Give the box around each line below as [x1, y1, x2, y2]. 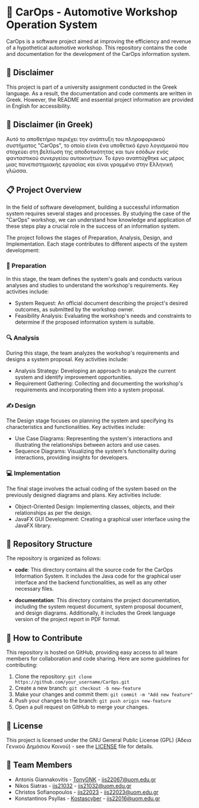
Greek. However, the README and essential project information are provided [6, 96, 194, 103]
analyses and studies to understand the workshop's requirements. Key [6, 281, 179, 289]
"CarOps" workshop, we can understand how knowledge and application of [6, 217, 191, 224]
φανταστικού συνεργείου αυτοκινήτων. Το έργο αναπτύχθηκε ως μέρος [6, 154, 185, 161]
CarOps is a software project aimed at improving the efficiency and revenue [6, 37, 192, 45]
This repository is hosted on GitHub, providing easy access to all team [6, 649, 178, 656]
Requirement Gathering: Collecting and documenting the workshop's [14, 380, 183, 387]
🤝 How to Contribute [6, 633, 83, 643]
